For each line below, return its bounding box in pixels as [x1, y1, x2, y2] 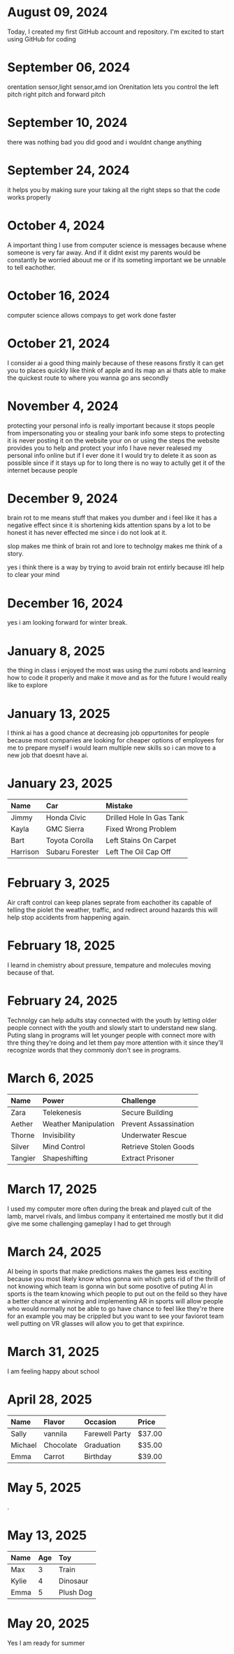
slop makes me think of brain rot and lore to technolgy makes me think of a [7, 542, 223, 550]
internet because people [7, 466, 78, 474]
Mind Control [42, 1141, 85, 1151]
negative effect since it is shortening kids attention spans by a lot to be [7, 521, 211, 529]
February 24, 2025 [7, 993, 118, 1009]
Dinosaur [58, 1575, 89, 1585]
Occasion [83, 1417, 117, 1427]
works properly [7, 193, 51, 201]
